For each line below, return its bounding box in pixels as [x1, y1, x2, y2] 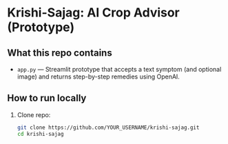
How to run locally [7, 92, 87, 104]
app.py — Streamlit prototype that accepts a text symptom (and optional [17, 65, 222, 73]
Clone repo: [17, 110, 51, 119]
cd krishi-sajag [17, 130, 64, 137]
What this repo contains [7, 47, 112, 59]
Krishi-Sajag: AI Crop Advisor [7, 5, 180, 21]
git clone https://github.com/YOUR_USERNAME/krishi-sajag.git [17, 124, 200, 131]
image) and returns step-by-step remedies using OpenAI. [17, 72, 180, 81]
